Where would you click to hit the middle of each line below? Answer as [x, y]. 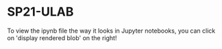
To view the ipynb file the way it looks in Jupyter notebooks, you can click [111, 31]
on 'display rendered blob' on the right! [62, 37]
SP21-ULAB [40, 12]
